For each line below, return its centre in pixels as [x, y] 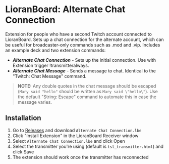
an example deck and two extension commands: [55, 50]
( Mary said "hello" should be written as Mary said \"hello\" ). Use [88, 91]
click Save [23, 152]
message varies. [35, 102]
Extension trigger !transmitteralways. [51, 65]
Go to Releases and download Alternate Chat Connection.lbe [77, 130]
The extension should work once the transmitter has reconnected [80, 157]
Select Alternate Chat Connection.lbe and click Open [69, 141]
